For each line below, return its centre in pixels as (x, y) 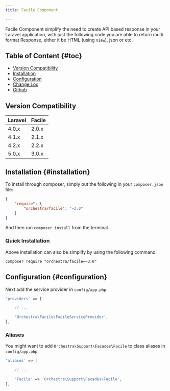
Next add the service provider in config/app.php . (56, 289)
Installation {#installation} (48, 172)
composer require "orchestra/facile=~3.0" (51, 261)
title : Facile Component (32, 10)
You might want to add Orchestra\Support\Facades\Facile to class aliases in (85, 346)
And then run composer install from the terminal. (57, 228)
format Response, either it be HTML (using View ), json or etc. (69, 40)
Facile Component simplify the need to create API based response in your (83, 29)
